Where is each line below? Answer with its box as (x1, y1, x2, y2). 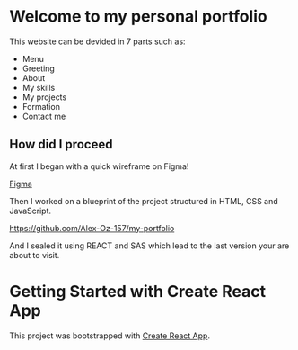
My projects (22, 92, 67, 103)
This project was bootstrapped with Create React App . (9, 330, 211, 341)
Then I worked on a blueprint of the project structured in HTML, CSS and (9, 195, 278, 206)
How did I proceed (9, 137, 113, 152)
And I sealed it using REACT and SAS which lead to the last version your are (9, 240, 290, 251)
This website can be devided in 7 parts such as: (9, 36, 186, 47)
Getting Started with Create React (9, 281, 267, 301)
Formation (22, 101, 61, 112)
